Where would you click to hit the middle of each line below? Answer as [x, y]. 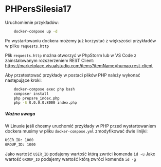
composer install [31, 93]
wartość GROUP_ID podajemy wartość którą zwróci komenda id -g [71, 159]
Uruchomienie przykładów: [32, 22]
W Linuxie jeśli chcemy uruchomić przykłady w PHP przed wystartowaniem [81, 126]
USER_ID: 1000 [19, 140]
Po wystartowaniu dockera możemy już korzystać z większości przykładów [81, 40]
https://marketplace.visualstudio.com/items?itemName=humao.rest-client [79, 65]
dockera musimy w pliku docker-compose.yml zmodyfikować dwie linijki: [77, 131]
